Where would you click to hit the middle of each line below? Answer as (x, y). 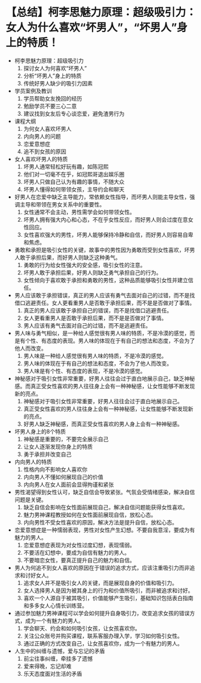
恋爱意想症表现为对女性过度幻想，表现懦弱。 (79, 545)
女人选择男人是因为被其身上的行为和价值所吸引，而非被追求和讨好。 (108, 590)
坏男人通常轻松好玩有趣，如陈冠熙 (66, 167)
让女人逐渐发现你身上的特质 (58, 446)
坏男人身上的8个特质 (40, 431)
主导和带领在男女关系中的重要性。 (62, 204)
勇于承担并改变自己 (48, 454)
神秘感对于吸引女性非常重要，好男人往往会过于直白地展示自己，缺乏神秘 (104, 378)
